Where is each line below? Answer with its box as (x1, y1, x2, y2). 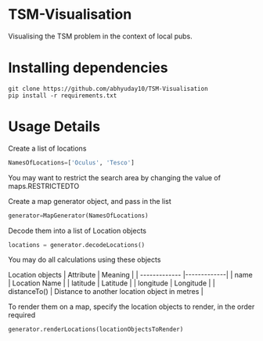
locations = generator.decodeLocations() (8, 241, 146, 248)
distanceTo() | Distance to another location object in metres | (8, 287, 204, 296)
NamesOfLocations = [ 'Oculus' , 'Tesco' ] (8, 158, 135, 166)
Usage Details (8, 118, 100, 136)
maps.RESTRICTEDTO (8, 181, 80, 190)
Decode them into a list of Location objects (8, 226, 147, 235)
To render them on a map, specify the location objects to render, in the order (8, 302, 255, 311)
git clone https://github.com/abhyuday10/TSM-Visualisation (8, 85, 209, 93)
